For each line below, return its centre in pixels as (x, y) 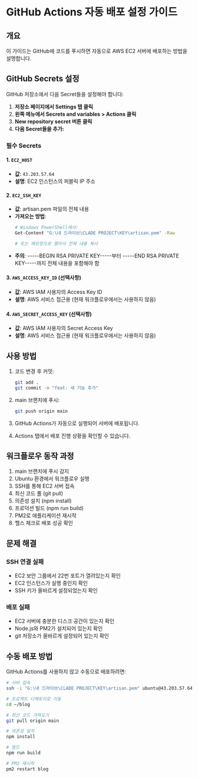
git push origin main (41, 411)
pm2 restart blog (27, 769)
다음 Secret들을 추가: (39, 129)
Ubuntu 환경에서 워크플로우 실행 (52, 479)
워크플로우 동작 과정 (40, 456)
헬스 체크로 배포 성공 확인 (44, 523)
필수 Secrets (24, 145)
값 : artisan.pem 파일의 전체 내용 (52, 209)
